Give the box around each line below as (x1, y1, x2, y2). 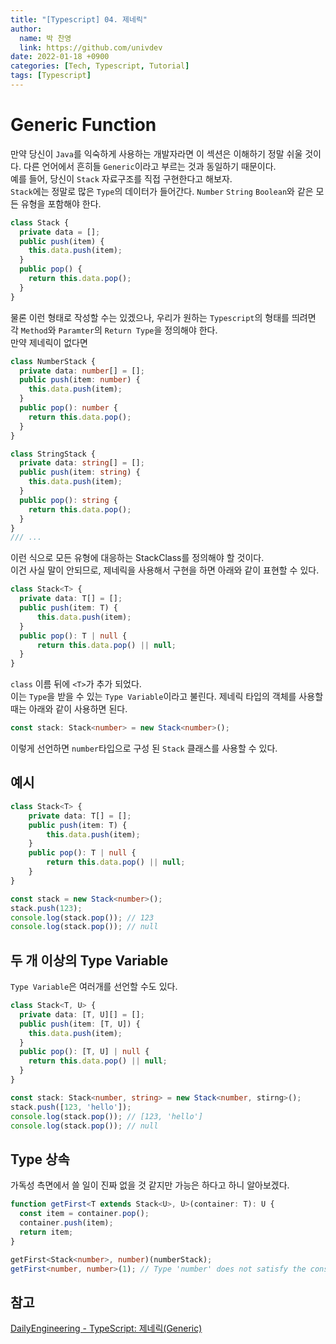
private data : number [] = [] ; (19, 366, 145, 376)
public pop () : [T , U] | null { (19, 1047, 150, 1057)
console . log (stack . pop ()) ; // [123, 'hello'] (10, 1111, 203, 1121)
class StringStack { (10, 449, 97, 459)
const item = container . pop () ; (19, 1209, 150, 1219)
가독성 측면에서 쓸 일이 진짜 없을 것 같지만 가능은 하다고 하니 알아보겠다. (10, 1179, 290, 1191)
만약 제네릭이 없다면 (10, 336, 88, 348)
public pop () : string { (19, 495, 118, 505)
